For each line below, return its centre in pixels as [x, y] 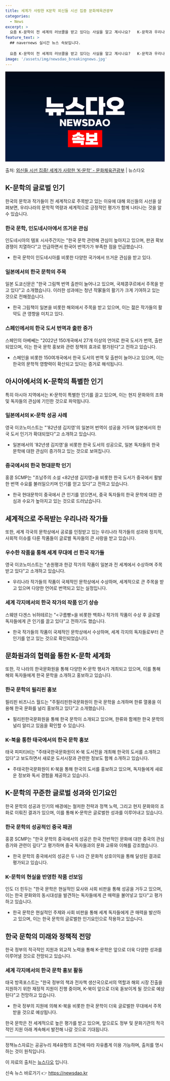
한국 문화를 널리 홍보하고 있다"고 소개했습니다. [60, 708]
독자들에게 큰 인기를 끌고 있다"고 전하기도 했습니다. [56, 621]
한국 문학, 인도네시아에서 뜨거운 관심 [47, 228]
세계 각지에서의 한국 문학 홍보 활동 [44, 971]
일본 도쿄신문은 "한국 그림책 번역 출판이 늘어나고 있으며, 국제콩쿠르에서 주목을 [82, 284]
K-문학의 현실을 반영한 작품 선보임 [44, 877]
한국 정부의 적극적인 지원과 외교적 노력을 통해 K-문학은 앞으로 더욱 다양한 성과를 [84, 950]
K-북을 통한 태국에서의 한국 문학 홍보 [47, 740]
